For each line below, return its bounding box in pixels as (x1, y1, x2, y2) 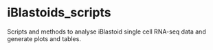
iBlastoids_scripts (7, 5, 111, 21)
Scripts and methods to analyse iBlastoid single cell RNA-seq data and (7, 27, 206, 36)
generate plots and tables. (7, 34, 81, 42)
